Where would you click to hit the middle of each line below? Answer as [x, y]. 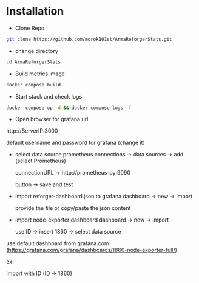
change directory [37, 51]
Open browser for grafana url [52, 119]
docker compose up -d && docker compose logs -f [69, 108]
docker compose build [34, 85]
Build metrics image [40, 74]
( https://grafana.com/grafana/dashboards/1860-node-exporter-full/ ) [92, 250]
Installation [35, 11]
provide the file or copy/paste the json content [73, 208]
